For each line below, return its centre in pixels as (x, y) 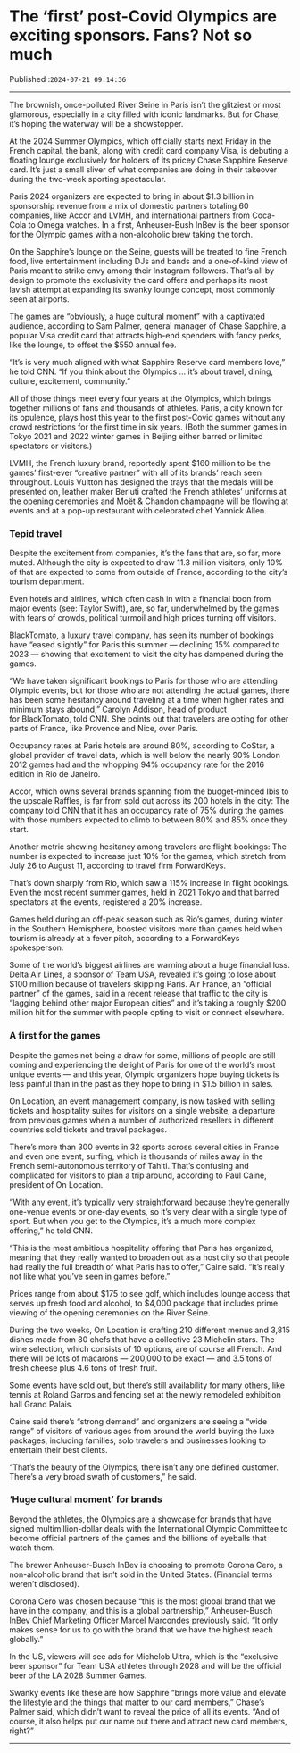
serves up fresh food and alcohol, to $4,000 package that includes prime (144, 1303)
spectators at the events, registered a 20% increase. (106, 902)
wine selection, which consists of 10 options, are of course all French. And (146, 1348)
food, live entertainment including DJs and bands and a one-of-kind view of (149, 261)
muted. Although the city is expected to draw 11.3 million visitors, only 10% (146, 563)
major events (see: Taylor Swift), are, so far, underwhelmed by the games (144, 608)
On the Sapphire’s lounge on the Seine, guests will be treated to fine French (148, 251)
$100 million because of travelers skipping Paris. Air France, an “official (140, 984)
